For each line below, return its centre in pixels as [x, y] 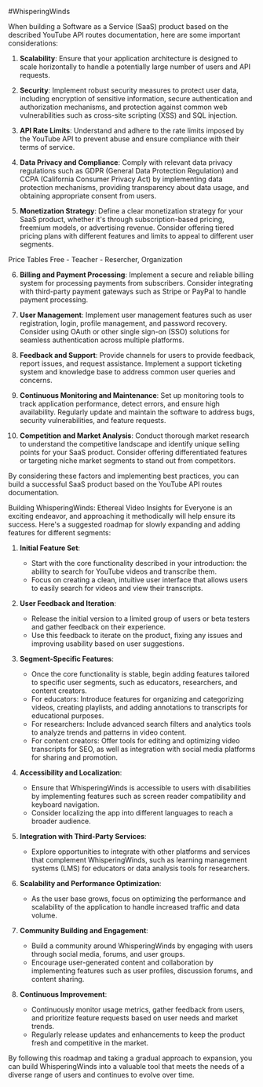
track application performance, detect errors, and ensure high [119, 404]
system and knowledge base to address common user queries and [127, 372]
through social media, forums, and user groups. [108, 954]
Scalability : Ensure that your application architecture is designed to [128, 58]
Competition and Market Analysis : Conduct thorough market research [134, 436]
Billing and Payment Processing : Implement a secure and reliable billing [136, 275]
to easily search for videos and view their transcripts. [117, 588]
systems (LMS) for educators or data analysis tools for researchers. [141, 868]
